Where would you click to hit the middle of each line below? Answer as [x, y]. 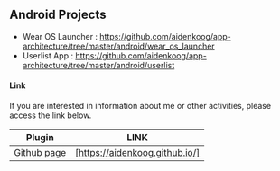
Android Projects [58, 15]
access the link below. [51, 115]
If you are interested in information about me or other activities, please [140, 106]
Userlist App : [48, 55]
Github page [40, 153]
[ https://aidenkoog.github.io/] [138, 153]
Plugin [40, 138]
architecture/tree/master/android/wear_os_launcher [118, 46]
